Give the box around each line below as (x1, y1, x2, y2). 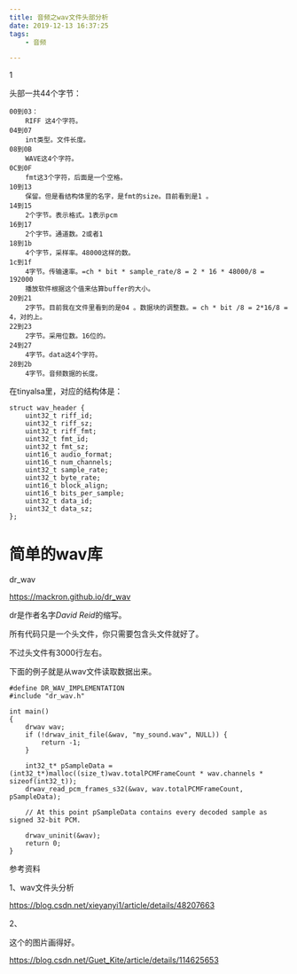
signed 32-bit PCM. (9, 816, 82, 825)
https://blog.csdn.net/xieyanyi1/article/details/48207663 (9, 900, 215, 911)
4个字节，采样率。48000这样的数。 (25, 249, 136, 258)
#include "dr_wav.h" (9, 692, 86, 701)
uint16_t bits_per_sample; (25, 489, 125, 498)
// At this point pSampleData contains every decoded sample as (25, 808, 268, 817)
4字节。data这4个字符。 (25, 351, 102, 360)
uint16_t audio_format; (25, 450, 113, 459)
